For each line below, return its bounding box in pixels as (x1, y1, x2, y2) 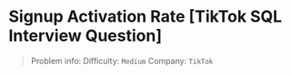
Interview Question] (8, 25, 163, 46)
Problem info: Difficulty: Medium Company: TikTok (30, 55, 214, 66)
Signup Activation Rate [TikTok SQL (8, 6, 283, 27)
